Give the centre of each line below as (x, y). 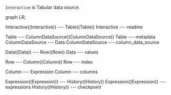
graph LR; (16, 17)
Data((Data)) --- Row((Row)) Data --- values (52, 52)
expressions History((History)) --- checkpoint (53, 87)
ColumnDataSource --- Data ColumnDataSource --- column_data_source (82, 42)
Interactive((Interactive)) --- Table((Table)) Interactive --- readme (74, 27)
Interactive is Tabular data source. (43, 7)
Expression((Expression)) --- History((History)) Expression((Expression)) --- (86, 82)
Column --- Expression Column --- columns (52, 72)
